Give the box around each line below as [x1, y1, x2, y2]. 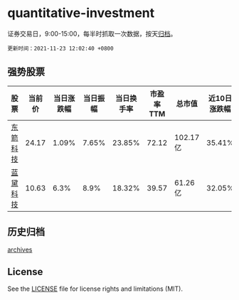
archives [7, 245, 33, 254]
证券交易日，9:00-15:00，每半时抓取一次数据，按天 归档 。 [7, 29, 177, 38]
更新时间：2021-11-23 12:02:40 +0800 [7, 45, 114, 52]
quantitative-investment [7, 5, 155, 21]
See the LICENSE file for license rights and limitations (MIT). [7, 284, 184, 293]
